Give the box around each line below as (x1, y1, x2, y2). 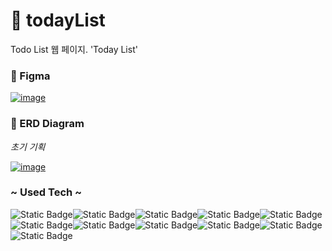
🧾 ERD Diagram (10, 117, 85, 131)
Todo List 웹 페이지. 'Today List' (10, 43, 138, 55)
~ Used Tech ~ (10, 185, 83, 199)
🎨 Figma (10, 69, 51, 83)
